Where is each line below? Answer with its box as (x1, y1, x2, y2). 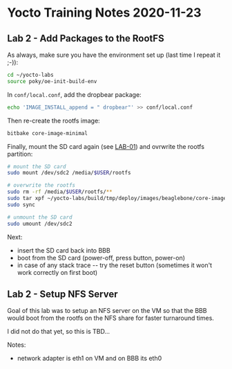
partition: (7, 150, 33, 158)
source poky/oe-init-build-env (7, 78, 97, 84)
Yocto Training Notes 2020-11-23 (7, 5, 202, 21)
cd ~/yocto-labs (7, 71, 54, 78)
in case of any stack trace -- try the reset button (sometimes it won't (17, 261, 213, 269)
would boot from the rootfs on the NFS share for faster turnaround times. (7, 314, 214, 323)
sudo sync (7, 201, 36, 208)
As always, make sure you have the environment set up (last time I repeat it (7, 51, 221, 59)
